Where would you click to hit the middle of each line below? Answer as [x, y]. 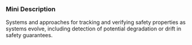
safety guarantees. [29, 35]
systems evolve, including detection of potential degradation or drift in [94, 29]
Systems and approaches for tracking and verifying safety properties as [96, 22]
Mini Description [31, 9]
